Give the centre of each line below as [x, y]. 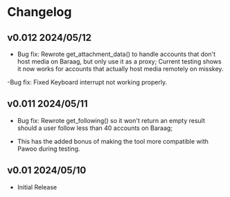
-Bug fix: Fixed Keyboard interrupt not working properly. [87, 82]
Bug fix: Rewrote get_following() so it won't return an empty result [111, 120]
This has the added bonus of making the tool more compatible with [113, 141]
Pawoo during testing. [48, 149]
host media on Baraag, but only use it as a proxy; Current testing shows [119, 62]
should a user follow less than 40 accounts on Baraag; [95, 128]
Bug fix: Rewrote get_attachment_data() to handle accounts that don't [116, 54]
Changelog [39, 12]
